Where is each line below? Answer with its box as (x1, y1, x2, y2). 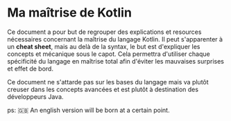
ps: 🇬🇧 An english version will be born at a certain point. (7, 106, 170, 114)
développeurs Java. (7, 92, 64, 101)
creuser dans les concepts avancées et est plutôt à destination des (7, 85, 199, 93)
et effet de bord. (7, 64, 54, 73)
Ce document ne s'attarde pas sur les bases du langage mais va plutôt (7, 77, 209, 86)
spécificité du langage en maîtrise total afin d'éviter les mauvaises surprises (7, 57, 224, 65)
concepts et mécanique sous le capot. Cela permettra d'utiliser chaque (7, 50, 210, 58)
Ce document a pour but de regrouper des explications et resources (7, 28, 202, 36)
